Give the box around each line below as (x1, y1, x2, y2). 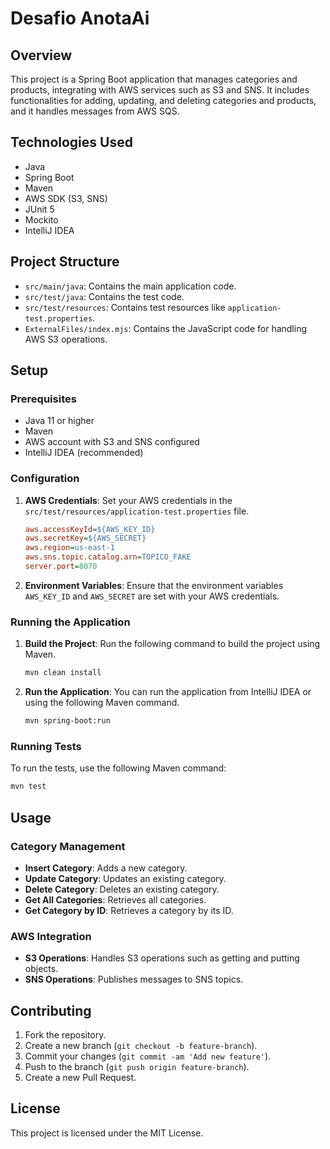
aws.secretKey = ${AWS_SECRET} (24, 533, 147, 544)
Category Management (10, 839, 126, 853)
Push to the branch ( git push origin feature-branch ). (24, 1061, 250, 1072)
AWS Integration (10, 929, 92, 943)
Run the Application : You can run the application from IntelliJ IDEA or (24, 686, 312, 698)
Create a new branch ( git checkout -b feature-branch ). (24, 1040, 258, 1051)
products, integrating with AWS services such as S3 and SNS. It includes (10, 84, 310, 96)
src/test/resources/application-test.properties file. (24, 505, 250, 517)
